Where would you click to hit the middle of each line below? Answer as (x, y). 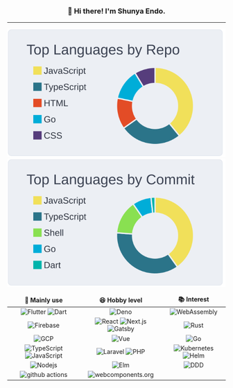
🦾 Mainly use (44, 300)
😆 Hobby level (121, 300)
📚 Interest (193, 299)
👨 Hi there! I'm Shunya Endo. (116, 11)
